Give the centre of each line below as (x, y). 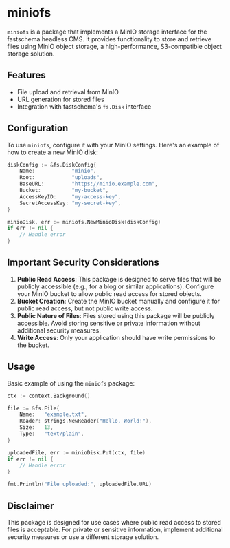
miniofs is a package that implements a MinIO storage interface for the (107, 32)
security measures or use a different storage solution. (83, 537)
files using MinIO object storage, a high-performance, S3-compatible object (114, 46)
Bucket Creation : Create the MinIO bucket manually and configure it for (118, 301)
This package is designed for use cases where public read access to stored (114, 522)
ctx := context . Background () (49, 396)
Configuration (38, 128)
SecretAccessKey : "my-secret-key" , (70, 203)
